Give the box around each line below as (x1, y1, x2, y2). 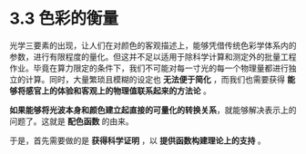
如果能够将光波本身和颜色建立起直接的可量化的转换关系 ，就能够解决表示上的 (9, 104, 297, 115)
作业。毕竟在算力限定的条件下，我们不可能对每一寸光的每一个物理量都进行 (9, 63, 289, 73)
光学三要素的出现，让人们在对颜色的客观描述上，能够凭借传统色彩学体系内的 (9, 40, 297, 51)
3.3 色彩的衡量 (9, 8, 118, 29)
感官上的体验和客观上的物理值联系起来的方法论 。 (25, 85, 211, 96)
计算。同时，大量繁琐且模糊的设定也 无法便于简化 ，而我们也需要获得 (25, 73, 285, 84)
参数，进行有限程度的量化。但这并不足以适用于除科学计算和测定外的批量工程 (9, 51, 297, 62)
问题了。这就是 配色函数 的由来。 (9, 115, 134, 127)
